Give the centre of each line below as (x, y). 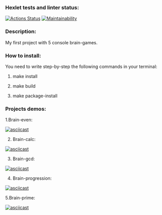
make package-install (35, 96)
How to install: (23, 55)
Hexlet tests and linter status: (42, 8)
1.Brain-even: (19, 120)
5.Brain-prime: (20, 198)
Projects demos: (26, 109)
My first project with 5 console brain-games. (51, 42)
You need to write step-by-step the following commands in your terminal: (81, 66)
